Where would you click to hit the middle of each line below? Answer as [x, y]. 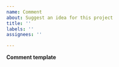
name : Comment [24, 12]
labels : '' [20, 29]
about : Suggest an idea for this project [60, 18]
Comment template [31, 57]
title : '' [19, 23]
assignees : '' [24, 35]
